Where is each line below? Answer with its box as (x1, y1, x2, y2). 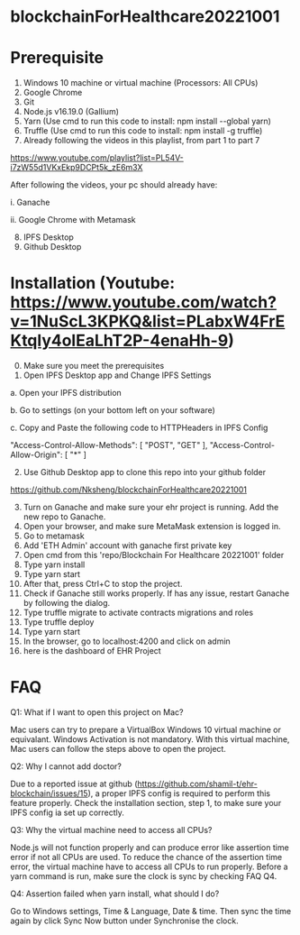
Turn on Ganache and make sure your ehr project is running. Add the (23, 502, 279, 513)
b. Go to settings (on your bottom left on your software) (10, 405, 215, 416)
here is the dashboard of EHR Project (23, 646, 161, 656)
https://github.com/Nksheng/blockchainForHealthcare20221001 (10, 484, 247, 495)
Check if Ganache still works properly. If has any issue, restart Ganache (23, 588, 290, 599)
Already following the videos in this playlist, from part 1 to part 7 (23, 135, 260, 146)
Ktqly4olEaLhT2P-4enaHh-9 (10, 331, 229, 351)
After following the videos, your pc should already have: (10, 179, 218, 190)
